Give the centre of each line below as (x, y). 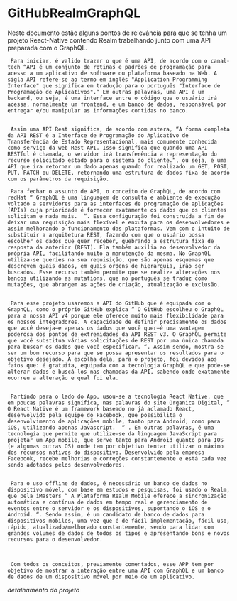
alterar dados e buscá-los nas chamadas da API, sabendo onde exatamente (119, 372)
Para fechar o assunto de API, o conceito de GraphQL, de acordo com (115, 191)
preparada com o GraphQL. (47, 48)
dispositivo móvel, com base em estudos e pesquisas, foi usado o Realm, (119, 489)
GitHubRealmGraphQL (74, 13)
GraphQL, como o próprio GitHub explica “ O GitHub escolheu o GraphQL (115, 309)
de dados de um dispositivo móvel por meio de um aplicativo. (101, 577)
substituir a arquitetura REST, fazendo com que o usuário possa (106, 235)
